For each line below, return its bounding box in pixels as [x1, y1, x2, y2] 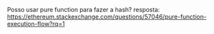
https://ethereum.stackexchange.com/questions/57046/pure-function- [7, 13, 207, 21]
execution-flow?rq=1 [7, 20, 65, 27]
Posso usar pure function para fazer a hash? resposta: [7, 6, 160, 13]
